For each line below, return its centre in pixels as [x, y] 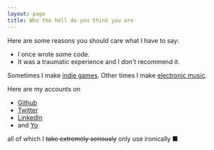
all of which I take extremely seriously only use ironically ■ [93, 139]
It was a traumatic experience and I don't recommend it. [99, 61]
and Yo [28, 125]
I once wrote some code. [53, 54]
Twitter [28, 110]
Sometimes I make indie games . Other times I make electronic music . [107, 75]
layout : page [26, 14]
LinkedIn [30, 118]
